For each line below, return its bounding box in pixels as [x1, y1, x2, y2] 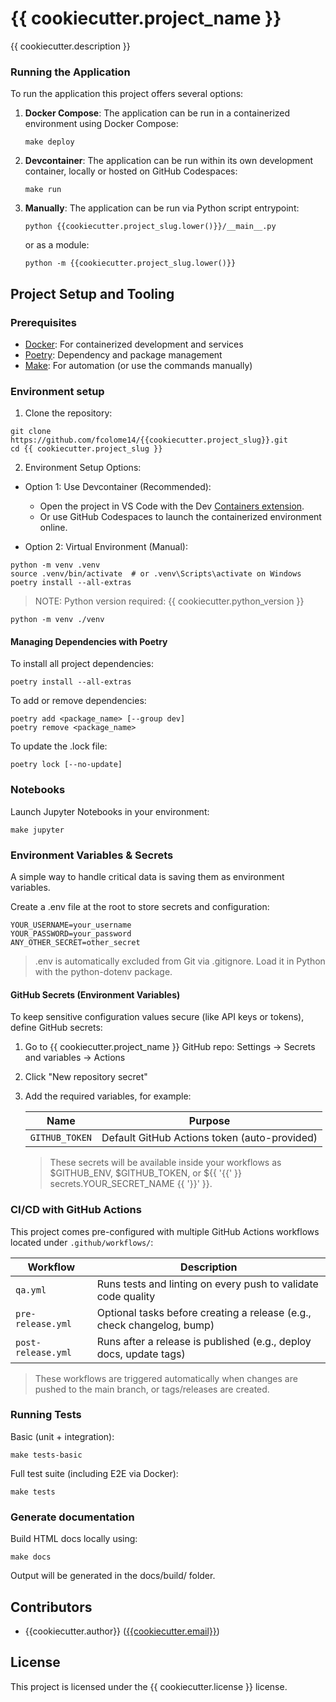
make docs [10, 1552, 52, 1562]
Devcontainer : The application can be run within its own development [24, 155, 314, 167]
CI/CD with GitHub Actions [10, 1203, 142, 1217]
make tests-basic [10, 1450, 83, 1460]
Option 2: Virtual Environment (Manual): [24, 541, 188, 553]
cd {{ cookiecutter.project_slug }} [10, 444, 163, 454]
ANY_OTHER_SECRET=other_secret [10, 938, 141, 948]
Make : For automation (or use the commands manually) [24, 359, 253, 371]
